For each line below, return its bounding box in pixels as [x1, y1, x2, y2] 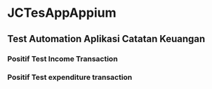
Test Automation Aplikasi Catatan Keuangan [7, 33, 206, 45]
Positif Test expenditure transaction [7, 72, 133, 82]
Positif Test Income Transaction [7, 54, 118, 64]
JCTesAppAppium [7, 5, 117, 21]
